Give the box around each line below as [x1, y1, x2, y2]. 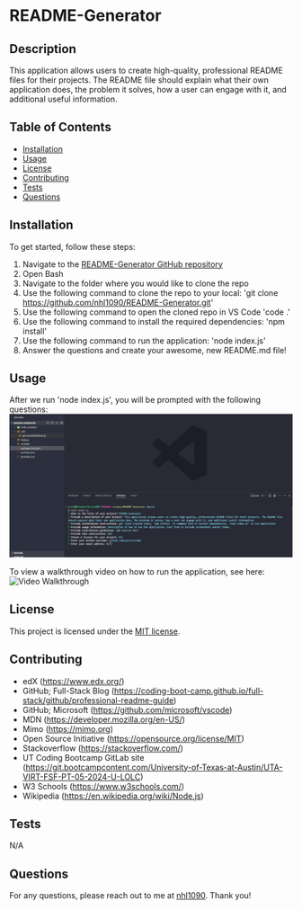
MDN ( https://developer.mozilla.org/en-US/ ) [22, 714, 186, 725]
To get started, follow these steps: [9, 241, 137, 252]
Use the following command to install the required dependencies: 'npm [22, 316, 286, 326]
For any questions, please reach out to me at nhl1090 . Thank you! [9, 890, 252, 901]
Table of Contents [9, 120, 112, 135]
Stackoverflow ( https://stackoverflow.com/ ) [22, 743, 184, 754]
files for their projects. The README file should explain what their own [9, 75, 270, 85]
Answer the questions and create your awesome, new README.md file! [22, 344, 288, 355]
